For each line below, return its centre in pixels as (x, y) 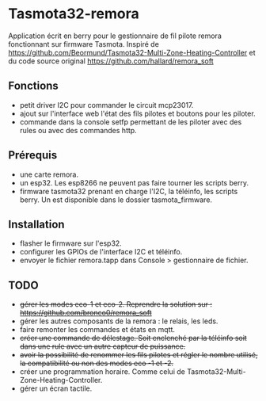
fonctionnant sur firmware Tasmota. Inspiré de (84, 44)
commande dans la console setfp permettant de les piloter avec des (131, 122)
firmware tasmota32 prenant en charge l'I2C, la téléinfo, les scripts (129, 191)
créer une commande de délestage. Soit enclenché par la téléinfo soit (133, 338)
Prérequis (33, 155)
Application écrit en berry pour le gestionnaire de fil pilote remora (115, 36)
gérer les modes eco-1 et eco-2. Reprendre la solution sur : (116, 304)
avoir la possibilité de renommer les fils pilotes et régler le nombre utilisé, (139, 355)
